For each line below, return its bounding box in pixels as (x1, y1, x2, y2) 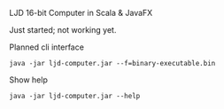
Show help (9, 74, 49, 85)
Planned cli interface (9, 42, 84, 52)
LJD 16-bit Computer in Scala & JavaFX (9, 8, 153, 18)
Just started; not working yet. (9, 25, 117, 35)
